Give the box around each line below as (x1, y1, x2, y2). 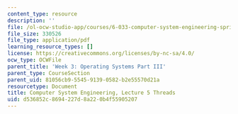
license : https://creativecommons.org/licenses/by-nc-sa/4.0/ (7, 50, 195, 57)
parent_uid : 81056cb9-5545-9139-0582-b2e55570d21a (7, 76, 160, 84)
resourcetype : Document (7, 83, 78, 90)
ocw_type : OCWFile (7, 57, 62, 64)
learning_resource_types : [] (7, 43, 93, 50)
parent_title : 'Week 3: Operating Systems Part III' (7, 63, 166, 70)
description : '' (7, 17, 55, 24)
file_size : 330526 (7, 30, 62, 38)
